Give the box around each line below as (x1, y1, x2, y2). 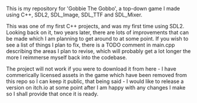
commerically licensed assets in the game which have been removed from (6, 72, 188, 78)
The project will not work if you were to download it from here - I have (6, 65, 176, 72)
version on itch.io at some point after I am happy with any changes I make (6, 84, 186, 91)
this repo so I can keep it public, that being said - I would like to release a (6, 78, 184, 85)
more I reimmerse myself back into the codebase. (6, 54, 127, 61)
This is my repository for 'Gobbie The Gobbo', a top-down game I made (6, 5, 180, 12)
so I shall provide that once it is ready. (6, 91, 99, 97)
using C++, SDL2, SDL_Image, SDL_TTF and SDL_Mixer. (6, 11, 143, 18)
